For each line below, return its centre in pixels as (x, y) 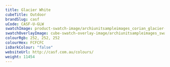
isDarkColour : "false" (29, 47)
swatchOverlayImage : (27, 33)
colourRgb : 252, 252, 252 (32, 38)
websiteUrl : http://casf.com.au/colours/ (50, 52)
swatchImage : (19, 29)
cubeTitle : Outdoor (26, 15)
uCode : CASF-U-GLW (25, 24)
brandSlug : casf (22, 19)
